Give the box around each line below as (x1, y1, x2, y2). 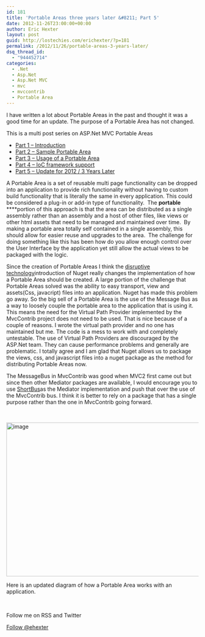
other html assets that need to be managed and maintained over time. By (6, 218, 191, 225)
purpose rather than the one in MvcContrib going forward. (6, 398, 153, 405)
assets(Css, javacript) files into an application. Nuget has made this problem (6, 288, 198, 296)
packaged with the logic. (6, 251, 68, 258)
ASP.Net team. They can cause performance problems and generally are (6, 341, 189, 348)
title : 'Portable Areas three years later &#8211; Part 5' (6, 15, 160, 21)
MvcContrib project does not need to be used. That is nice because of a (6, 315, 187, 322)
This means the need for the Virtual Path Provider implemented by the (6, 308, 182, 315)
